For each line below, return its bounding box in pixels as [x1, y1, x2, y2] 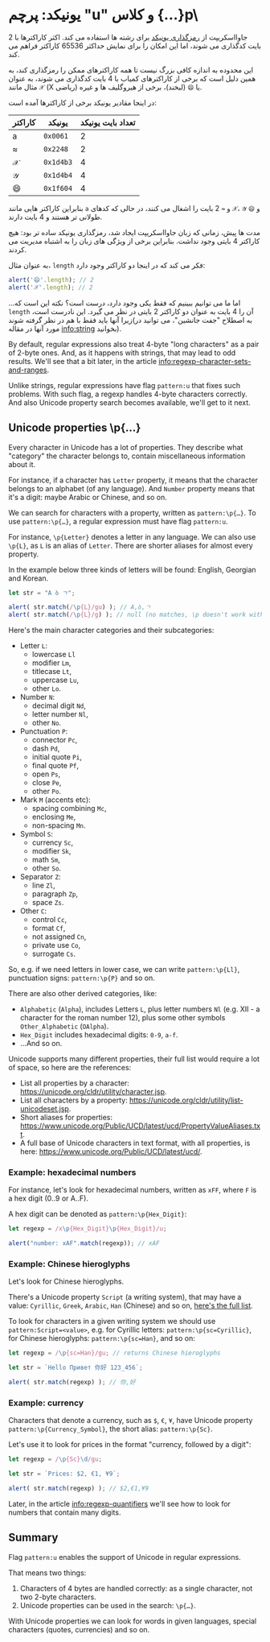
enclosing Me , [31, 812, 76, 822]
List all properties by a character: [19, 1078, 130, 1088]
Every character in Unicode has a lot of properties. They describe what [8, 442, 243, 452]
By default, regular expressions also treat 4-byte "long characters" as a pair [8, 339, 260, 349]
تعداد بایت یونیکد [80, 117, 136, 128]
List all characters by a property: [19, 1095, 128, 1105]
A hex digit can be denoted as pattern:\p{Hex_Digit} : [8, 1210, 187, 1219]
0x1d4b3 [43, 157, 73, 167]
